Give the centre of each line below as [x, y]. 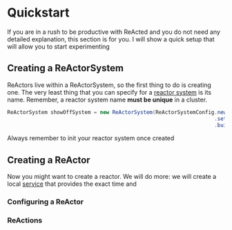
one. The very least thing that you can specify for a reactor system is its [109, 92]
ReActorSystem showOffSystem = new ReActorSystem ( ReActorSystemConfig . [112, 112]
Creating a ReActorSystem [66, 68]
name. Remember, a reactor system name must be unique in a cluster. [107, 99]
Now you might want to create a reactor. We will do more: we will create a [112, 177]
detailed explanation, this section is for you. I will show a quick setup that [111, 39]
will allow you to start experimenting [59, 46]
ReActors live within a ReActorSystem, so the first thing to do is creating [109, 85]
